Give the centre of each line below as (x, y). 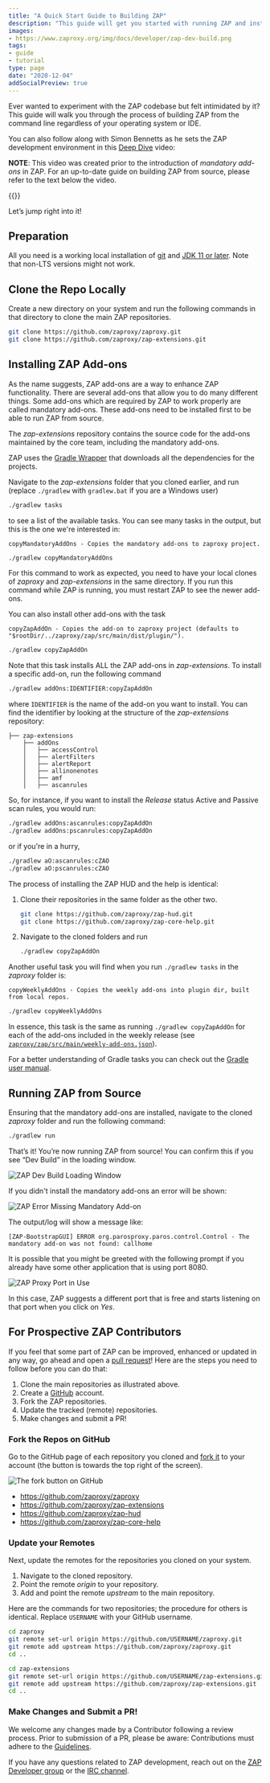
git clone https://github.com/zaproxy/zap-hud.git (106, 914)
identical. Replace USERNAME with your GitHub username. (100, 1617)
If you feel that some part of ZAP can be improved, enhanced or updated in (133, 1351)
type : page (27, 68)
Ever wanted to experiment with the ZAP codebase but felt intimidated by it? (134, 106)
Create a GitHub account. (62, 1392)
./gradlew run (32, 1136)
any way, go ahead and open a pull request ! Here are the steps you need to (133, 1360)
